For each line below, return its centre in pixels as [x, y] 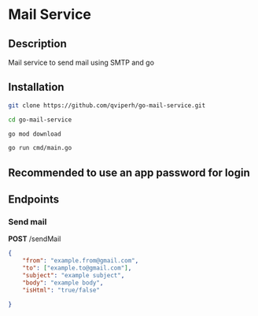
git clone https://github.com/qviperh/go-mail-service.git [107, 105]
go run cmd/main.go [40, 148]
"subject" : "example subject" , [74, 276]
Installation [36, 87]
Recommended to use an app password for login [129, 172]
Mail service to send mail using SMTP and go [81, 62]
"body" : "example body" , [63, 283]
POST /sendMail [35, 239]
